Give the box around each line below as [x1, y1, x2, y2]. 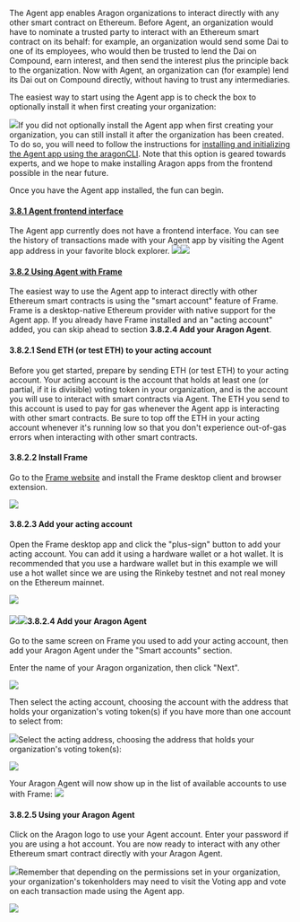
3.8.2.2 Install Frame [9, 452, 88, 463]
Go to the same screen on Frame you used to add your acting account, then [9, 636, 289, 646]
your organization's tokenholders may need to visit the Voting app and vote [9, 876, 287, 887]
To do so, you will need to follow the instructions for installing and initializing [9, 139, 291, 149]
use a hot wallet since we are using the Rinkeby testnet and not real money [9, 567, 286, 578]
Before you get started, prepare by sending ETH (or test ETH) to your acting [9, 364, 289, 375]
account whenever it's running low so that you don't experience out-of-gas [9, 422, 287, 433]
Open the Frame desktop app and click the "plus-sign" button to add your [9, 539, 281, 550]
